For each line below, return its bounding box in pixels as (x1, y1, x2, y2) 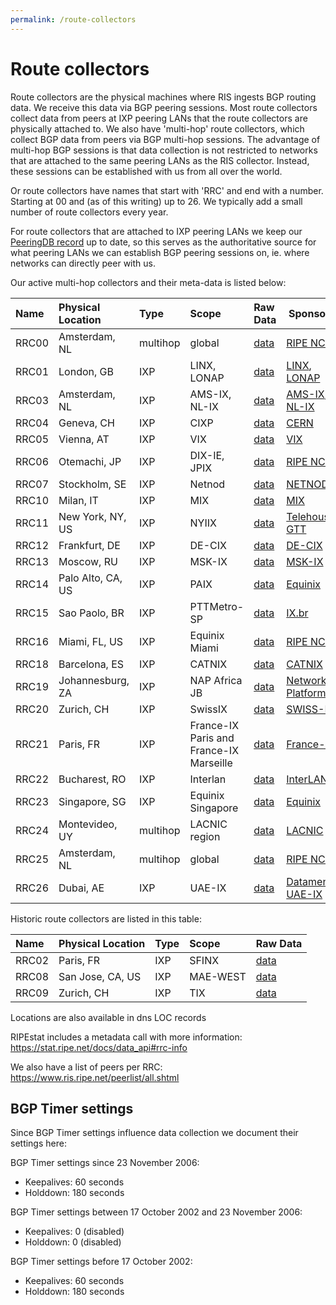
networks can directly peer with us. (10, 257, 156, 269)
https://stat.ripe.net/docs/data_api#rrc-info (10, 1041, 188, 1053)
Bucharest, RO (58, 772, 127, 786)
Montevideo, (58, 817, 118, 831)
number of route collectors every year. (10, 206, 169, 218)
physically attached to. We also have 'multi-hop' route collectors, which (10, 122, 305, 135)
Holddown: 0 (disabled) (24, 1236, 122, 1248)
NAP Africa (189, 673, 243, 687)
